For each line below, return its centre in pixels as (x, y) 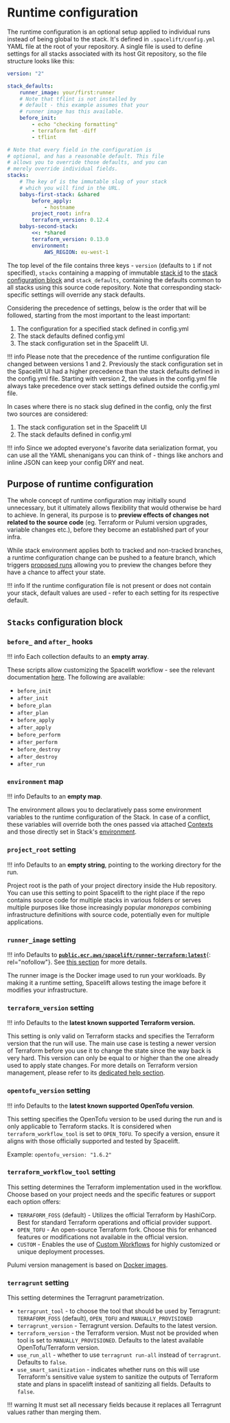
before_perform (39, 735)
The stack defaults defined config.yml (71, 336)
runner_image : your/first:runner (67, 92)
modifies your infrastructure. (47, 990)
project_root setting (42, 850)
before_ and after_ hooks (50, 642)
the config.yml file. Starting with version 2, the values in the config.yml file (112, 378)
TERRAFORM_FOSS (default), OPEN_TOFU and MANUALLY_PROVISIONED (105, 1318)
